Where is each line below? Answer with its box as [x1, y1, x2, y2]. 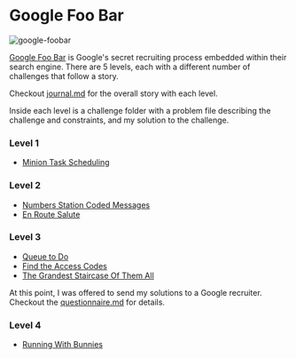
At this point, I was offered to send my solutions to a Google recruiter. [9, 287, 263, 298]
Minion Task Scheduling [21, 157, 110, 168]
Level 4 [9, 319, 42, 331]
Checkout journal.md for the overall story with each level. [9, 88, 219, 99]
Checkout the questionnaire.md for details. [9, 297, 166, 307]
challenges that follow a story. [9, 70, 119, 81]
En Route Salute [21, 209, 81, 219]
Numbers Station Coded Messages [21, 199, 151, 210]
